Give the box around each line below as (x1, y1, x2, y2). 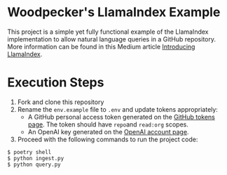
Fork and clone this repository (17, 98, 104, 106)
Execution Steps (7, 74, 104, 91)
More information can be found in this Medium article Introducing (7, 42, 195, 51)
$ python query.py (7, 161, 61, 168)
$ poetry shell (7, 148, 52, 155)
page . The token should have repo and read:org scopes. (27, 120, 189, 129)
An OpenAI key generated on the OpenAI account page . (27, 127, 189, 136)
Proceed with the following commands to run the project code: (17, 135, 198, 143)
